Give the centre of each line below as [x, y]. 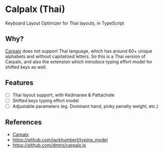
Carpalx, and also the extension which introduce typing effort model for [79, 62]
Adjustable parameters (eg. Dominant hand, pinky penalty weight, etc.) [85, 106]
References [23, 122]
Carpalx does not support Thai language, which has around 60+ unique [79, 51]
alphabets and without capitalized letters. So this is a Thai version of [75, 56]
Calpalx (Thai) [35, 9]
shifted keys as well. [26, 67]
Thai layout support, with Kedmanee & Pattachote [63, 95]
